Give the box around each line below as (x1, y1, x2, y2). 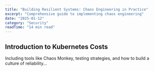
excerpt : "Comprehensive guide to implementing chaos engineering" (5, 12, 144, 16)
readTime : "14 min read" (5, 25, 55, 30)
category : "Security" (5, 20, 49, 25)
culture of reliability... (5, 60, 47, 66)
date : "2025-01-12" (5, 16, 45, 21)
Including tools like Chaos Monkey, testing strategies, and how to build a (5, 55, 149, 61)
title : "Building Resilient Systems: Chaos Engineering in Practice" (5, 7, 149, 12)
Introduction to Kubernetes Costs (5, 43, 108, 51)
